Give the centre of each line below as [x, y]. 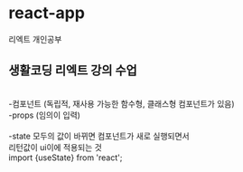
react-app [47, 13]
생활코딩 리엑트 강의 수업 [73, 71]
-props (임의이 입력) [44, 115]
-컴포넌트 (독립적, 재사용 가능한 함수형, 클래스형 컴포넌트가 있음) [122, 103]
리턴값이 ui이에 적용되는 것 [56, 147]
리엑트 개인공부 [35, 39]
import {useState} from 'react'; [65, 158]
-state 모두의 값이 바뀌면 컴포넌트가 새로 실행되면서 [99, 136]
